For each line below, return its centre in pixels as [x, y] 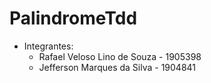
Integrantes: [48, 46]
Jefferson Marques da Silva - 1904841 [117, 67]
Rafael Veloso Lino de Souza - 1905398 [120, 56]
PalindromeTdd [73, 18]
